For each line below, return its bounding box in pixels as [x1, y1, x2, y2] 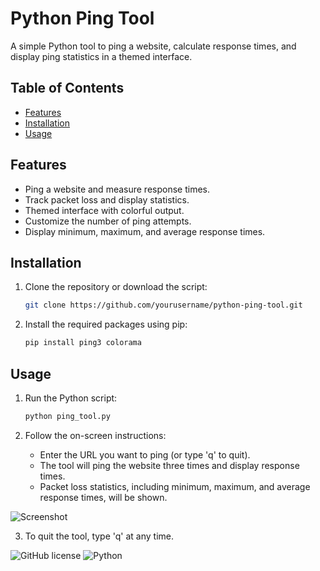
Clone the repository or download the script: [24, 281, 208, 293]
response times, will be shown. [39, 491, 168, 503]
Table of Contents [10, 80, 125, 97]
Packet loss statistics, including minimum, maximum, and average [39, 480, 311, 492]
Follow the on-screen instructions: [24, 429, 167, 441]
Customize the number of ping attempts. [24, 215, 192, 227]
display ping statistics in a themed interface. [10, 50, 193, 62]
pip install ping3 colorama [24, 338, 142, 348]
